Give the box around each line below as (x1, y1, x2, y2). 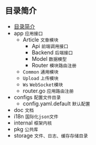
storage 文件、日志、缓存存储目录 (13, 132, 88, 139)
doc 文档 (13, 106, 34, 113)
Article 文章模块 (22, 35, 59, 43)
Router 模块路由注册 (31, 61, 77, 69)
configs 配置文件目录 (13, 93, 61, 100)
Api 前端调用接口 (31, 42, 69, 49)
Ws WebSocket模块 (22, 82, 64, 88)
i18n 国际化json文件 (13, 113, 59, 120)
